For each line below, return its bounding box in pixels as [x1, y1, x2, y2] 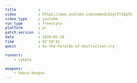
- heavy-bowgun [14, 71, 45, 76]
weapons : [5, 66, 23, 71]
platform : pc [5, 26, 47, 30]
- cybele [14, 57, 32, 62]
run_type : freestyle [5, 21, 63, 26]
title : [5, 7, 41, 12]
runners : [5, 53, 23, 57]
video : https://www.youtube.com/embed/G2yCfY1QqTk [5, 12, 133, 17]
